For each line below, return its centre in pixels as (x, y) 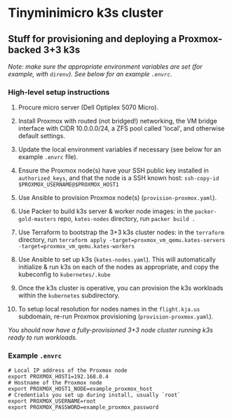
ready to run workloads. (43, 337)
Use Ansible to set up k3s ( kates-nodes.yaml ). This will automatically (117, 259)
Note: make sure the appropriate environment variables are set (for (105, 67)
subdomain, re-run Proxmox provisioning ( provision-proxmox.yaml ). (116, 316)
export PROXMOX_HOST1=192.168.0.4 (59, 377)
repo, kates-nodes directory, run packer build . (127, 219)
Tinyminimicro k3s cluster (86, 13)
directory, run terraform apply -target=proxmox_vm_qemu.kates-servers (122, 240)
